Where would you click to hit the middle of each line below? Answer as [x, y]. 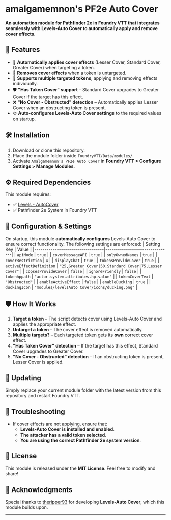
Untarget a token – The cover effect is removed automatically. [78, 329]
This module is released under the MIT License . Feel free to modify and [80, 468]
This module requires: [28, 194]
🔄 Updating [23, 378]
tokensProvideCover [120, 261]
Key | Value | [19, 249]
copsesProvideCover [46, 272]
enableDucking [117, 282]
